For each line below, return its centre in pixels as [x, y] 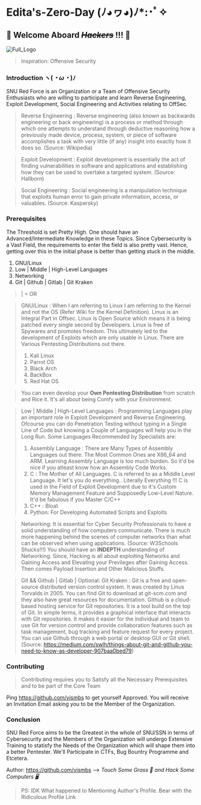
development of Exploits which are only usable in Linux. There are [102, 337]
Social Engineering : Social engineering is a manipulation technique [104, 190]
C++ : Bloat [44, 506]
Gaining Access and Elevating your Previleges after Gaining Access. [105, 562]
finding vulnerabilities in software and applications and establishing [104, 166]
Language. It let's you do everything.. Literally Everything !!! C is [109, 480]
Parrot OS [42, 362]
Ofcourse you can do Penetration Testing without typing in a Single [104, 424]
